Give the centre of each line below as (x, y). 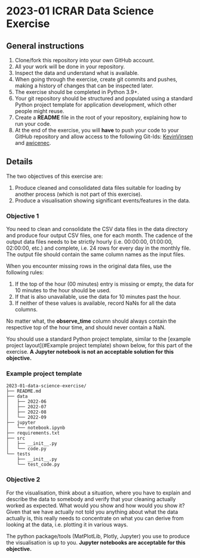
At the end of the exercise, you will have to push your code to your (97, 130)
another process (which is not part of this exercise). (78, 194)
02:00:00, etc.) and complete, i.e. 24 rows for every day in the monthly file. (99, 248)
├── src (16, 438)
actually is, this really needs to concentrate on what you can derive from (95, 518)
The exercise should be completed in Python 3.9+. (77, 92)
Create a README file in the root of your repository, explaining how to (101, 117)
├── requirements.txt (33, 433)
